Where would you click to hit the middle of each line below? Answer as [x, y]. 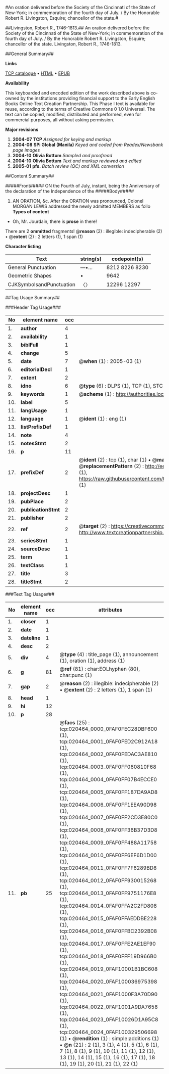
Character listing [23, 246]
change [30, 353]
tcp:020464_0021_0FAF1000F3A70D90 [109, 994]
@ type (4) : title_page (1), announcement [109, 654]
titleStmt [31, 582]
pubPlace [32, 501]
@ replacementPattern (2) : [111, 466]
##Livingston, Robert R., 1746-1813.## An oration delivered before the [77, 28]
